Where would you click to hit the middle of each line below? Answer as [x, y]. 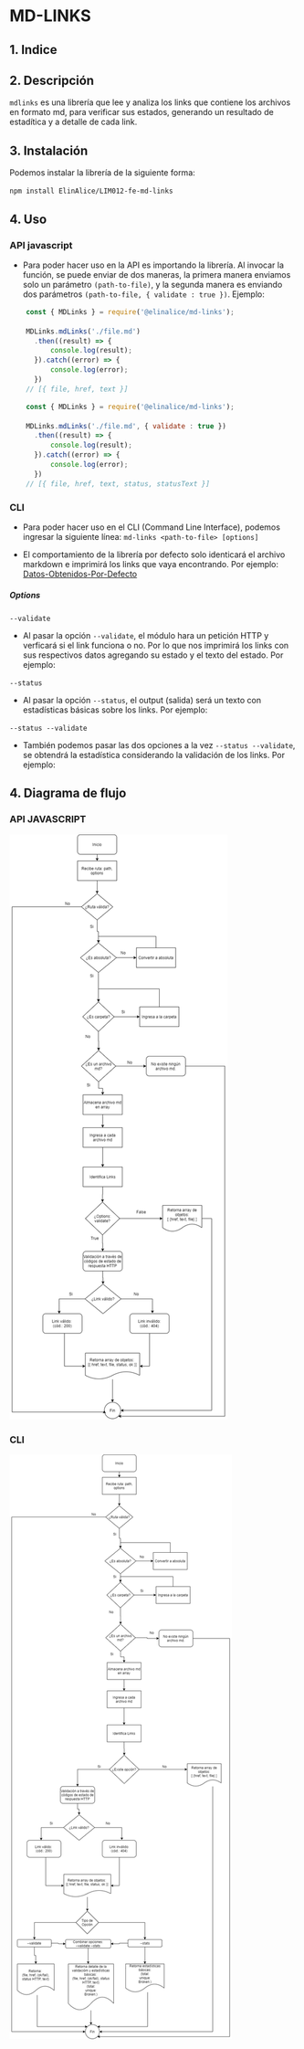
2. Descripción [52, 80]
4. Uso [28, 219]
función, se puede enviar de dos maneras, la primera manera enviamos [157, 274]
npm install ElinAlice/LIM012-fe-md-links [91, 191]
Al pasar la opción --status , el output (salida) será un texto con [142, 700]
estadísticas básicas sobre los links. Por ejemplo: [115, 710]
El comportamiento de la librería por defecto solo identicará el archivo [154, 554]
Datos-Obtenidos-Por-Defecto [80, 574]
